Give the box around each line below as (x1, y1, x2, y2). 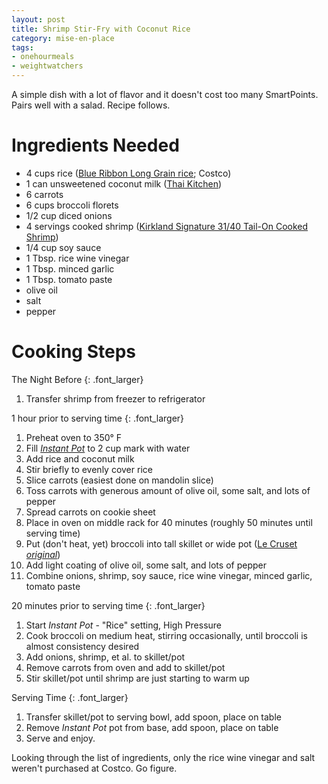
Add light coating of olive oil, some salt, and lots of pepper (25, 559, 267, 571)
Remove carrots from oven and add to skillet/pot (25, 661, 226, 673)
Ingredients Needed (11, 134, 180, 157)
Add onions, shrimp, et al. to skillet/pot (25, 651, 186, 663)
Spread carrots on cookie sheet (25, 506, 156, 518)
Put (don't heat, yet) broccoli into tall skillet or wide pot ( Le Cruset (25, 537, 298, 550)
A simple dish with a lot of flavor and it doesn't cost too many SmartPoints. (11, 89, 319, 100)
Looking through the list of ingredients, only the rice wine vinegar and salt (11, 751, 316, 763)
